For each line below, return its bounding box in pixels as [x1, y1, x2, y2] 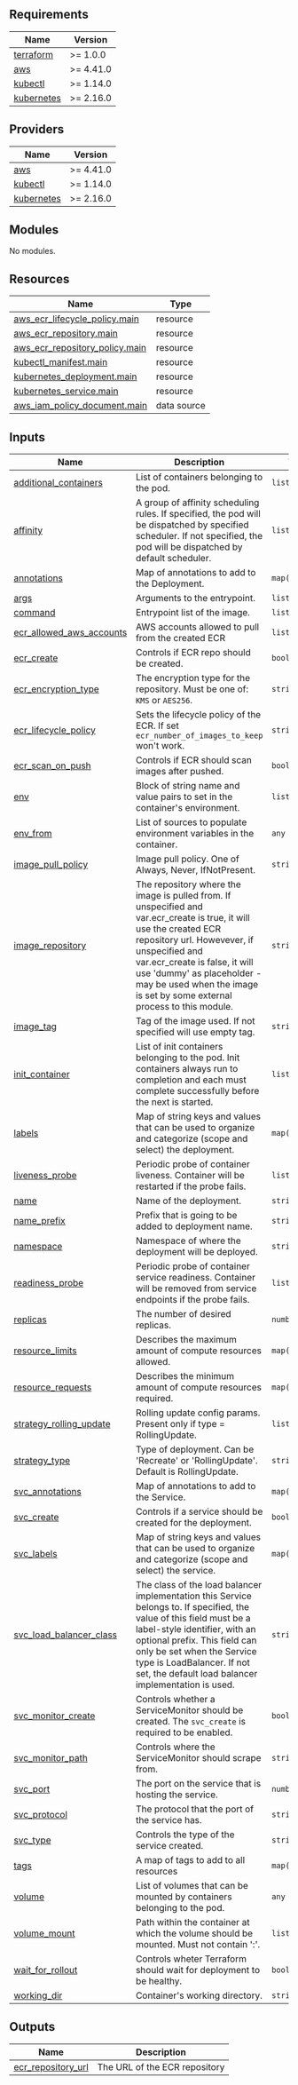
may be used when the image [136, 979, 259, 991]
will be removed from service [136, 1282, 257, 1295]
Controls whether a [136, 1693, 216, 1706]
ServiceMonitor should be [136, 1704, 244, 1716]
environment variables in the [136, 828, 255, 840]
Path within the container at [136, 1916, 250, 1929]
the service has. [136, 1814, 202, 1827]
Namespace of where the [136, 1234, 241, 1247]
